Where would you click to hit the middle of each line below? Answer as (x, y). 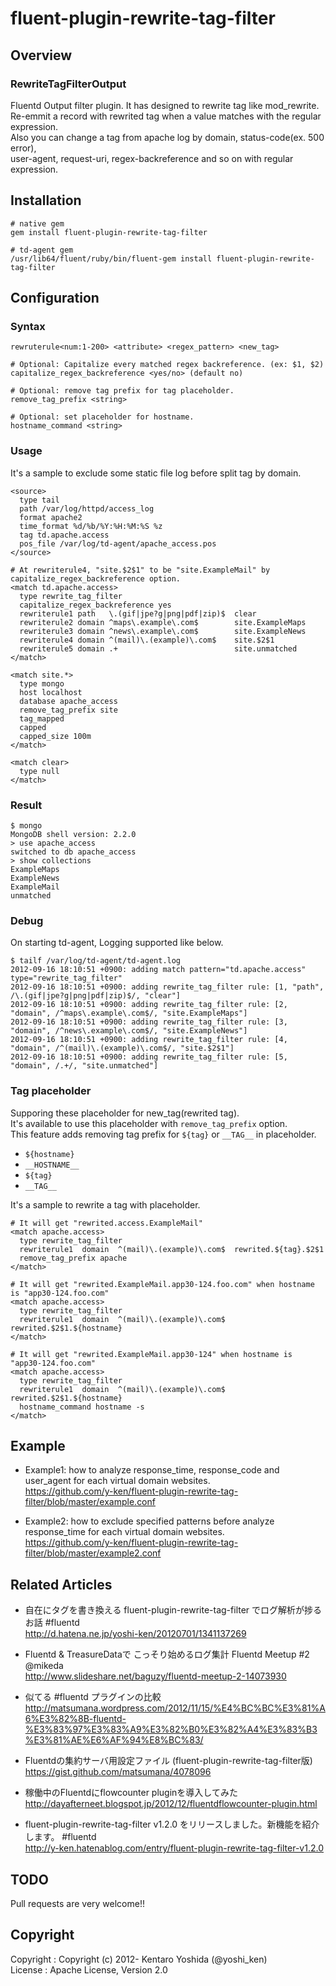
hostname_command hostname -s (82, 1407)
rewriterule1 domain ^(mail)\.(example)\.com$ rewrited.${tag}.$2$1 (172, 1249)
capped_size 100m (55, 736)
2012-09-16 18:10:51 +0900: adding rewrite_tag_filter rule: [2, (149, 1005)
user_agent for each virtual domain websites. (117, 1481)
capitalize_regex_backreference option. (96, 578)
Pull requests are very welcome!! (77, 1903)
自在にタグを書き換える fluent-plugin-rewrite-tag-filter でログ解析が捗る (173, 1610)
